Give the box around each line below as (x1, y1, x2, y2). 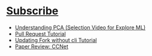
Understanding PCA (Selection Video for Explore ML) (14, 24, 145, 31)
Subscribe (6, 4, 59, 18)
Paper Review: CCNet (14, 43, 69, 50)
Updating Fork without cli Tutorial (14, 36, 97, 43)
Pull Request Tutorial (14, 30, 66, 37)
